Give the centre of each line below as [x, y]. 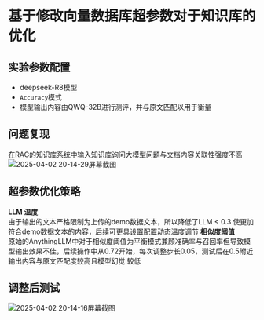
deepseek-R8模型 [48, 87]
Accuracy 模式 [41, 97]
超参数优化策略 [44, 192]
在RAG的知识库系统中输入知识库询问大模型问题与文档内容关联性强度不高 [125, 155]
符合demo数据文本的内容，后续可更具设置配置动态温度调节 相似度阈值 [122, 231]
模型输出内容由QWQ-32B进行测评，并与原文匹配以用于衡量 [115, 107]
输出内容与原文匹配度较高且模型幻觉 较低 [75, 260]
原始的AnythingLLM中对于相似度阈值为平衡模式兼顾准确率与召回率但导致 [126, 241]
